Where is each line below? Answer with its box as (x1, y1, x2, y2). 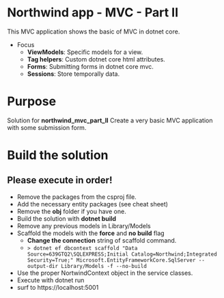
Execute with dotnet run (16, 275, 85, 284)
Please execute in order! (7, 174, 113, 186)
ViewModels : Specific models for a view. (27, 48, 143, 56)
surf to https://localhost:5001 (16, 283, 99, 291)
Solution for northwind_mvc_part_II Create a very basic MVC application (7, 116, 213, 124)
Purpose (7, 94, 57, 109)
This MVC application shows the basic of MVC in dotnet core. (7, 27, 180, 36)
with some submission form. (7, 123, 87, 131)
